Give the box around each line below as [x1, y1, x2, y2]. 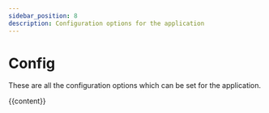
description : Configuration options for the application [8, 19, 205, 27]
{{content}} [8, 96, 46, 106]
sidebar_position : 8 [8, 11, 79, 20]
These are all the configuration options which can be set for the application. [8, 81, 262, 90]
